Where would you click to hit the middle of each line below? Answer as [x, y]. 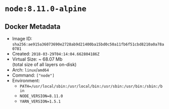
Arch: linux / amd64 [30, 70]
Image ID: [22, 39]
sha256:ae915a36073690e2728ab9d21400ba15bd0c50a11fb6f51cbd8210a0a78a [88, 44]
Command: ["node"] [33, 75]
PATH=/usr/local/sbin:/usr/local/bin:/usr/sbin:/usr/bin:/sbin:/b [91, 86]
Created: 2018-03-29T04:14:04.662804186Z [56, 54]
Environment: [26, 80]
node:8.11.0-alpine [46, 9]
